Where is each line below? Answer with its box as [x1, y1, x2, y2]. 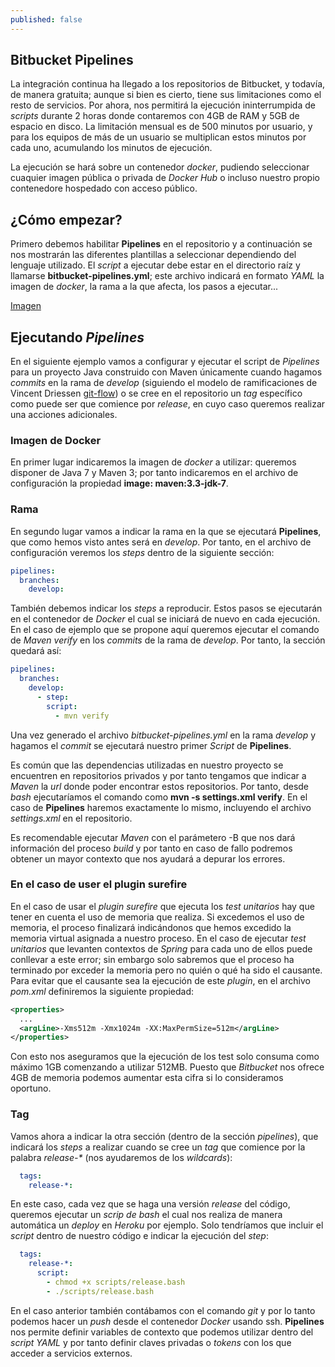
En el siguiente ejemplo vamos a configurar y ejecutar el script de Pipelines [10, 356, 320, 368]
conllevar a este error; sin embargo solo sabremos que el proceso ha [10, 953, 295, 965]
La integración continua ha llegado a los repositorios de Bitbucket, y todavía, [10, 78, 326, 90]
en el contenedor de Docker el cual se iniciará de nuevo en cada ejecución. [10, 613, 321, 625]
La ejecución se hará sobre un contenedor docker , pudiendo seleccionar [10, 161, 310, 173]
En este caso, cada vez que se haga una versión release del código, [10, 1198, 291, 1210]
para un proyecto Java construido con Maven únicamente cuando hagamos [10, 366, 323, 378]
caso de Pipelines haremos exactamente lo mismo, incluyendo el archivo [10, 801, 312, 813]
